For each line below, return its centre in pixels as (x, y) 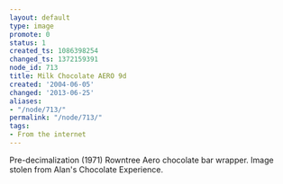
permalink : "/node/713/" (56, 118)
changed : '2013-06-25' (52, 92)
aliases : (26, 101)
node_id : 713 (34, 68)
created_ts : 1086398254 (54, 51)
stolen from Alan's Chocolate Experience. (87, 169)
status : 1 (28, 43)
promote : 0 (30, 34)
